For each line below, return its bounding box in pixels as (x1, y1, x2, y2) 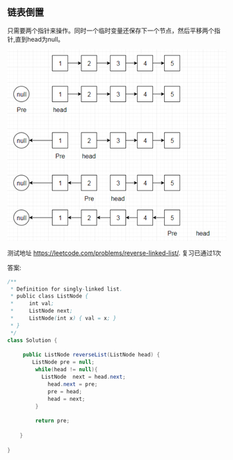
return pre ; (35, 418, 70, 425)
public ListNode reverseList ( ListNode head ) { (22, 352, 160, 359)
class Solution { (7, 336, 58, 344)
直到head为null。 (15, 35, 65, 43)
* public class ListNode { (10, 293, 89, 300)
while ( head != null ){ (35, 366, 98, 373)
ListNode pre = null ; (32, 359, 95, 366)
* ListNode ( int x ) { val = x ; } (10, 315, 117, 322)
